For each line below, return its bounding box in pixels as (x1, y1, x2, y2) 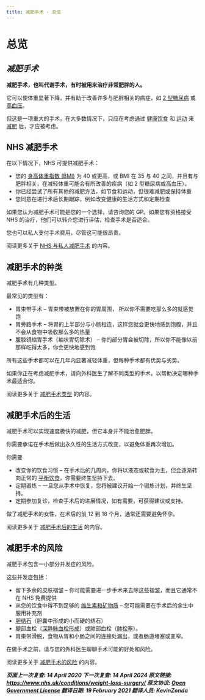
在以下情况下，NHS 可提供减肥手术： (6, 159, 99, 167)
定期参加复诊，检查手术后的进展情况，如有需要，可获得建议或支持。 (15, 497, 187, 504)
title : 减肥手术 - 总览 (6, 9, 61, 15)
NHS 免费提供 (22, 594, 57, 601)
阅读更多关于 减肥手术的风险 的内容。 (6, 658, 101, 666)
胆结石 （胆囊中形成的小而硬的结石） (15, 617, 107, 624)
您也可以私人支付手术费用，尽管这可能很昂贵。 (6, 229, 124, 237)
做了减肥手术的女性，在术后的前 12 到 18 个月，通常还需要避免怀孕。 (6, 510, 179, 518)
